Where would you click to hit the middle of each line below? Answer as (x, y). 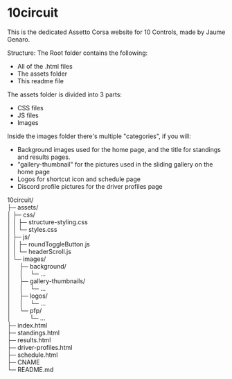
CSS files (30, 108)
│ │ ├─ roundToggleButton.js (48, 244)
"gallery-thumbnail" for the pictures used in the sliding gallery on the (115, 164)
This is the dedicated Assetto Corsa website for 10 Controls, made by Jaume (116, 32)
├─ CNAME (24, 362)
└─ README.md (30, 369)
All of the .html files (45, 66)
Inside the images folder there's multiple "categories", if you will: (99, 136)
